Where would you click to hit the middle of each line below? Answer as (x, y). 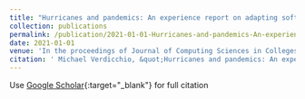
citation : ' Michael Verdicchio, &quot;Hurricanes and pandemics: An (144, 59)
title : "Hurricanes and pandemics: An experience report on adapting (144, 18)
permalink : (30, 34)
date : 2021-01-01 (42, 43)
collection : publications (58, 26)
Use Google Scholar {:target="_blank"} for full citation (109, 85)
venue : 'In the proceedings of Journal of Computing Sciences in (135, 51)
